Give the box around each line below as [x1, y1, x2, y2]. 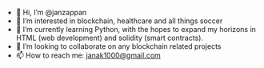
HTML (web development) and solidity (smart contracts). [15, 33, 204, 42]
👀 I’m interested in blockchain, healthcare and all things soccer [15, 16, 223, 26]
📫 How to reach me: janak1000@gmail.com [15, 50, 162, 60]
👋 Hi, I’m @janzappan [15, 8, 87, 17]
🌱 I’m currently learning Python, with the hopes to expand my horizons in [15, 25, 256, 34]
